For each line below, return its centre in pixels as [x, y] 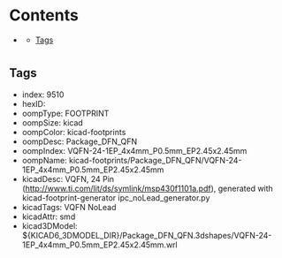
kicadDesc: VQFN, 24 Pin [68, 178]
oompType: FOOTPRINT [65, 113]
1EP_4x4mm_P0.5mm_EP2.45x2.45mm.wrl [100, 245]
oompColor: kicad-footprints [74, 132]
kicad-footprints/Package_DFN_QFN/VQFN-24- [156, 160]
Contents [44, 15]
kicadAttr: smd [49, 216]
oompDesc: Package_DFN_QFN [80, 141]
